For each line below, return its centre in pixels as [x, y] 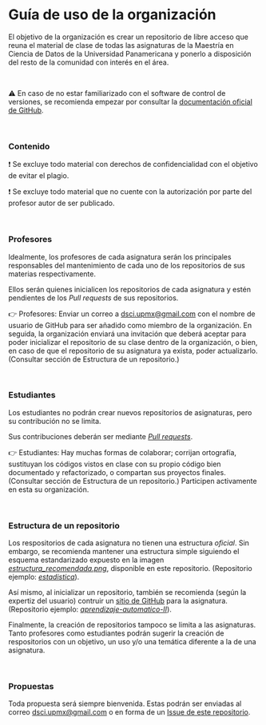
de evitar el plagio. [39, 176]
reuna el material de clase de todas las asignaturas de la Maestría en [121, 45]
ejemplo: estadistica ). [44, 577]
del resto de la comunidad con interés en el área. [89, 62]
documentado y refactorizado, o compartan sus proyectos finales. [117, 472]
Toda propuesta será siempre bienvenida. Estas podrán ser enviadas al [125, 703]
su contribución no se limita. [55, 421]
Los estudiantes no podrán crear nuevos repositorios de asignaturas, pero [130, 412]
